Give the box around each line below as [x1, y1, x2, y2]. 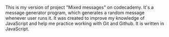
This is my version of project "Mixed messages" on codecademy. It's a [5, 5, 154, 10]
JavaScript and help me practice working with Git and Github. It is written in [5, 20, 164, 26]
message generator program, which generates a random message [5, 10, 144, 16]
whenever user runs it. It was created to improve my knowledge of [5, 15, 145, 21]
